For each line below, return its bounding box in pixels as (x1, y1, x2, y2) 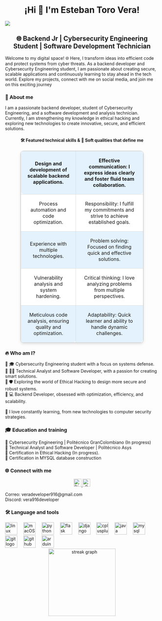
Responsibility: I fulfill (85, 200, 134, 207)
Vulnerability (34, 274, 63, 281)
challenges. (96, 330, 123, 336)
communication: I (88, 163, 130, 170)
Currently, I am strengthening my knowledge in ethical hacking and (5, 115, 140, 121)
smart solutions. (5, 373, 38, 379)
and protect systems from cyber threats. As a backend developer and (5, 61, 145, 67)
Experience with (30, 240, 67, 247)
